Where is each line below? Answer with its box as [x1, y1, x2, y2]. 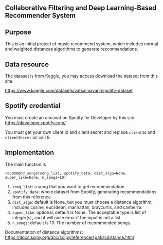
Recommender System [5, 12, 76, 20]
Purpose [5, 28, 32, 36]
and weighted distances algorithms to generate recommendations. [5, 46, 139, 52]
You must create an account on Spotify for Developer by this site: [5, 114, 136, 121]
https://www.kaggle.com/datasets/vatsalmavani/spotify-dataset [5, 87, 133, 94]
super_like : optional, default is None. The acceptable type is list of [12, 209, 146, 215]
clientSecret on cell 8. [5, 134, 51, 140]
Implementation [5, 148, 54, 157]
